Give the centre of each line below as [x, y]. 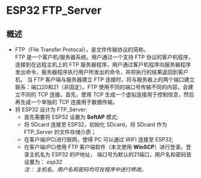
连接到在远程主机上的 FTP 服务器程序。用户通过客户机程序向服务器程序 [103, 64]
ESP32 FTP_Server [54, 10]
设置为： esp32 [43, 162]
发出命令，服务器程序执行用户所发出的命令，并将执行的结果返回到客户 [102, 72]
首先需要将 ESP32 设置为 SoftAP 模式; [71, 117]
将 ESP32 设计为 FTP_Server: [51, 109]
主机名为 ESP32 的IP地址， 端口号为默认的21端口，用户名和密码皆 [110, 154]
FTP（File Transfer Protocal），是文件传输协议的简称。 [82, 49]
